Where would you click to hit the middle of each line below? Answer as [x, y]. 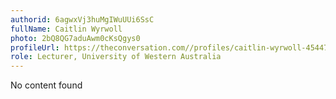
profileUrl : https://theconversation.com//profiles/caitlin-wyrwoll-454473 [171, 47]
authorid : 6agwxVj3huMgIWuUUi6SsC [82, 19]
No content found [46, 85]
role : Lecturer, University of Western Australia [116, 57]
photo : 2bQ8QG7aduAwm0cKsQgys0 [75, 38]
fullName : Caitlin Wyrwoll [66, 29]
